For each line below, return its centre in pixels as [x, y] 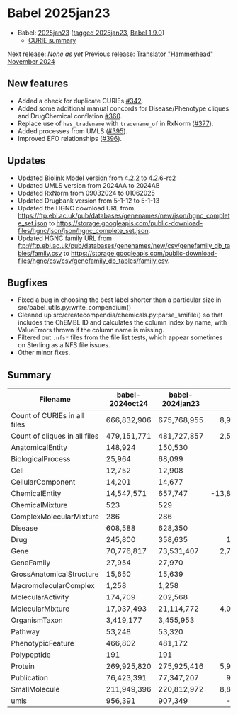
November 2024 [31, 61]
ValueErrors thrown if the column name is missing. [91, 330]
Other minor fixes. [44, 353]
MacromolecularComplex [53, 586]
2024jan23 [181, 404]
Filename [55, 400]
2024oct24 [129, 404]
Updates [27, 161]
